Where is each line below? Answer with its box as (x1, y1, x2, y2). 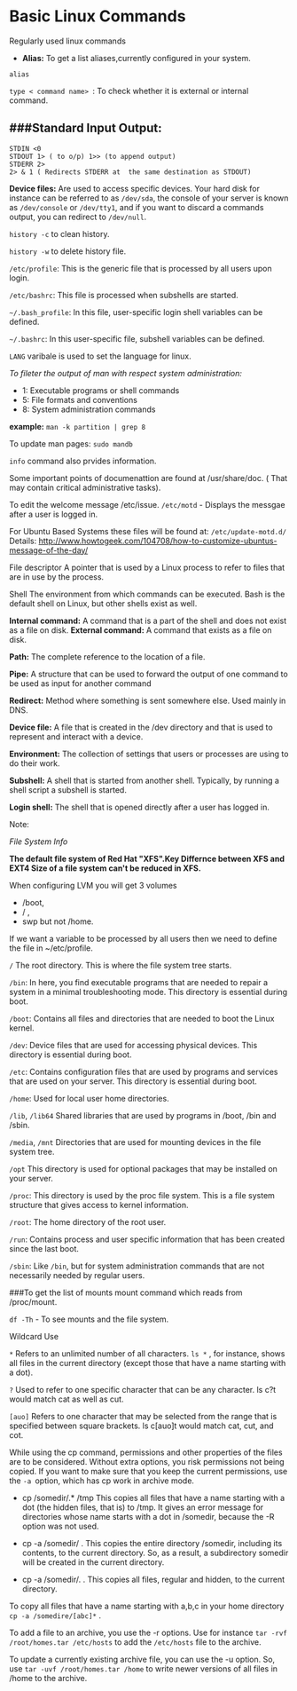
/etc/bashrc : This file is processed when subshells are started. (9, 289, 239, 300)
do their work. (9, 757, 60, 769)
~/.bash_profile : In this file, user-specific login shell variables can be (9, 306, 263, 317)
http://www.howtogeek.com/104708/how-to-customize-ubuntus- (38, 535, 277, 546)
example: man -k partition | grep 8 (9, 421, 146, 431)
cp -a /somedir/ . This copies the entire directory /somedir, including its (21, 1537, 283, 1548)
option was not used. (21, 1521, 99, 1531)
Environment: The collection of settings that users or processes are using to (9, 748, 289, 759)
